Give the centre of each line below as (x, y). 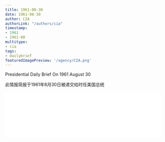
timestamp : (16, 28)
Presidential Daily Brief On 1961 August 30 (48, 74)
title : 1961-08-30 (24, 10)
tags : (11, 51)
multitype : (16, 42)
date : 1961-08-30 (23, 14)
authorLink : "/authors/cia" (34, 24)
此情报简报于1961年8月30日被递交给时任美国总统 (55, 85)
